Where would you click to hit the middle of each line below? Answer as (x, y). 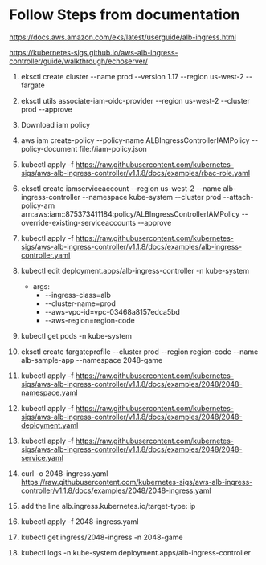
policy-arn (38, 205)
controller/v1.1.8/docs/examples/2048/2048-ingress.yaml (116, 490)
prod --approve (47, 109)
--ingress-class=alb (78, 295)
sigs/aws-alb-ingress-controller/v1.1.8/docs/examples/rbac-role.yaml (135, 173)
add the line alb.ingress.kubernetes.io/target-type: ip (108, 506)
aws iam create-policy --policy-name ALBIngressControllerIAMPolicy (135, 140)
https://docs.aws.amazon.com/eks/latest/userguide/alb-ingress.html (123, 37)
